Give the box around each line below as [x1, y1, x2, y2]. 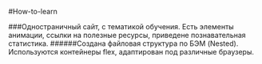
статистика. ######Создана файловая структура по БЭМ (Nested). [8, 39, 239, 48]
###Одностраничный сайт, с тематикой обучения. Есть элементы [8, 22, 234, 31]
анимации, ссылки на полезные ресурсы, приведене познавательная [8, 31, 246, 40]
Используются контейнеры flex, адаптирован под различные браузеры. [8, 47, 254, 56]
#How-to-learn [8, 7, 58, 16]
